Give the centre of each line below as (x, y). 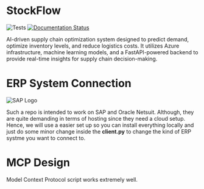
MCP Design (38, 163)
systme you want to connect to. (46, 138)
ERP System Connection (69, 84)
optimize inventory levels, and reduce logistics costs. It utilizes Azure (93, 46)
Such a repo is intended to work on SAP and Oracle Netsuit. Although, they (100, 112)
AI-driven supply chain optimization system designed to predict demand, (98, 39)
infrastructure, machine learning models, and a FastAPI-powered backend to (102, 52)
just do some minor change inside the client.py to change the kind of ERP (99, 131)
